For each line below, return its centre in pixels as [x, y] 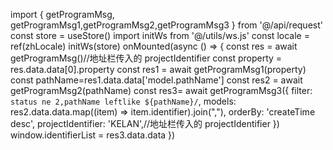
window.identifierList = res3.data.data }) [93, 135]
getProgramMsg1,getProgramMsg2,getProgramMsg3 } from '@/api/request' [166, 25]
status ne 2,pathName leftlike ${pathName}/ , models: [123, 101]
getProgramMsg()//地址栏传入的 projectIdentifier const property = [146, 58]
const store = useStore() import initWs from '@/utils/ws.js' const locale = [160, 35]
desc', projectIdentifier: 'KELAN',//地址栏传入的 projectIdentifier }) [145, 123]
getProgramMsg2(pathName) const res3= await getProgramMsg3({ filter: [161, 90]
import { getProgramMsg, [62, 14]
